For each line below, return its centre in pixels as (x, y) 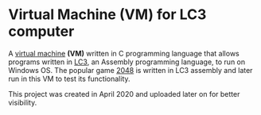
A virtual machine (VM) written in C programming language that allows (124, 53)
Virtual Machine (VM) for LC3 (107, 15)
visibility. (23, 102)
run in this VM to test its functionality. (69, 79)
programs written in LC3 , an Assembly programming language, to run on (127, 62)
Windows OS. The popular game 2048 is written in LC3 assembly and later (130, 70)
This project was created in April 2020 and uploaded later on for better (124, 94)
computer (41, 31)
